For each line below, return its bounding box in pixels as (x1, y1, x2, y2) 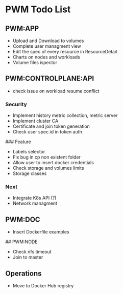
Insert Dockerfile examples (12, 229, 70, 235)
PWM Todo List (5, 4, 71, 15)
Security (5, 101, 27, 108)
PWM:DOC (5, 215, 40, 224)
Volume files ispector (12, 60, 58, 65)
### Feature (5, 139, 32, 145)
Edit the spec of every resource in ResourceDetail (12, 49, 117, 54)
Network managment (12, 200, 58, 206)
